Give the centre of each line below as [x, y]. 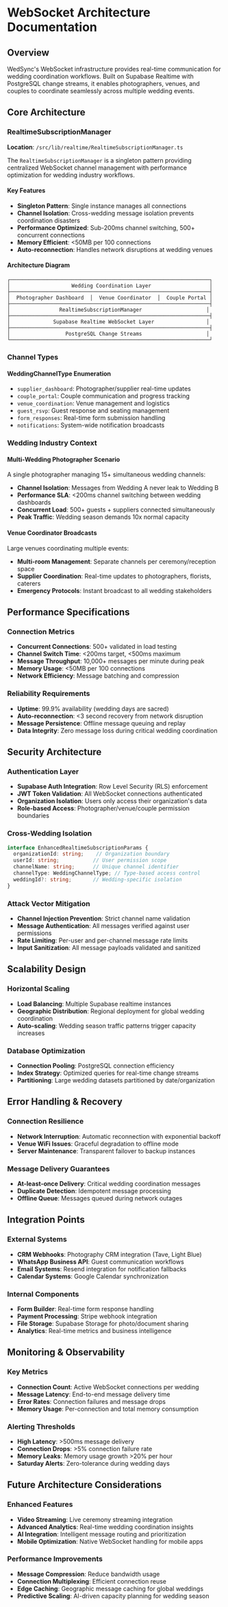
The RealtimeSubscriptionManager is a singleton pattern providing [99, 160]
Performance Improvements [55, 1559]
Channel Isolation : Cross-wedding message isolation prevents [105, 213]
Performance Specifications [68, 612]
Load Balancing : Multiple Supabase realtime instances [94, 1004]
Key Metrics [28, 1372]
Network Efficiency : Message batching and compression [98, 676]
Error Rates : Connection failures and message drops [91, 1401]
